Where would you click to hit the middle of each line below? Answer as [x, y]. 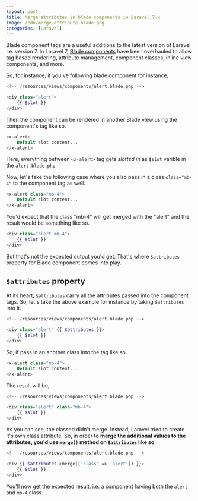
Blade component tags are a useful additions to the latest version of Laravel [98, 45]
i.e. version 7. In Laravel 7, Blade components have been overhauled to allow [99, 52]
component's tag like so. [36, 126]
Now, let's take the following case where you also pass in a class [85, 177]
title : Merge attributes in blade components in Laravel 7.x [83, 17]
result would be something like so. [48, 223]
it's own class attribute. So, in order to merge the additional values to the [96, 436]
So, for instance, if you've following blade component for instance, [87, 75]
